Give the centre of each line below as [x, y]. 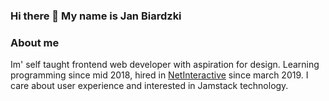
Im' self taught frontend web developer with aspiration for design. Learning [165, 65]
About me [35, 42]
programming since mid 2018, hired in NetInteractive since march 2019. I [159, 75]
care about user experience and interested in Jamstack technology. [149, 86]
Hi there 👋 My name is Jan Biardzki [96, 16]
